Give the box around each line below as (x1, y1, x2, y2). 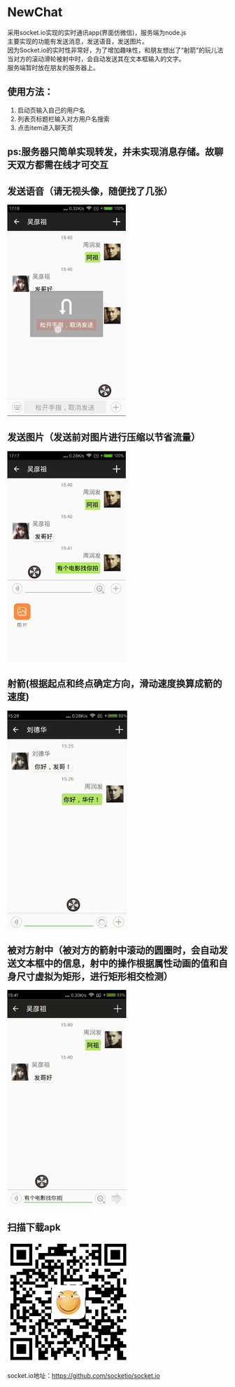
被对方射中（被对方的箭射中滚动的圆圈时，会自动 (7, 944, 219, 956)
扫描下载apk (7, 1221, 61, 1233)
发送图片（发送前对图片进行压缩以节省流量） (7, 431, 201, 443)
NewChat (7, 4, 63, 20)
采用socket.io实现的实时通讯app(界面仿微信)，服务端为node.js (7, 28, 187, 36)
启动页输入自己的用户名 (17, 106, 85, 114)
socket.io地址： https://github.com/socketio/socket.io (7, 1372, 161, 1380)
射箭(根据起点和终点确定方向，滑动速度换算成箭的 (7, 678, 222, 690)
